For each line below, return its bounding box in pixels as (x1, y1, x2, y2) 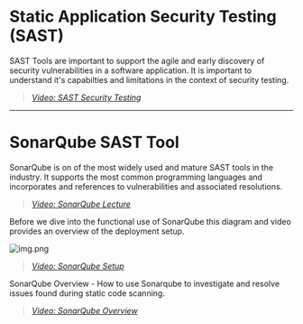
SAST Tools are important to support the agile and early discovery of (9, 55, 265, 66)
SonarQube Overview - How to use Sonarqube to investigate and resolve (9, 278, 280, 289)
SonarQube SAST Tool (9, 133, 180, 153)
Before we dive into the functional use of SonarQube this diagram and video (9, 216, 291, 227)
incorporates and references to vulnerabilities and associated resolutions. (9, 181, 283, 191)
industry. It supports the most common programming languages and (9, 171, 263, 182)
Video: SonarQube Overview (31, 305, 138, 316)
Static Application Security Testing (9, 6, 277, 27)
